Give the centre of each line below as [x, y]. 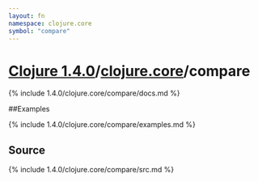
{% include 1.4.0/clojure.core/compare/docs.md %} [94, 93]
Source [27, 150]
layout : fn [27, 16]
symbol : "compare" [39, 31]
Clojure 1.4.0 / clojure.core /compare [129, 71]
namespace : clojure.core [50, 23]
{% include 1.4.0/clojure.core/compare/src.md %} [91, 170]
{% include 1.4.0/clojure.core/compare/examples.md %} [102, 125]
